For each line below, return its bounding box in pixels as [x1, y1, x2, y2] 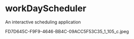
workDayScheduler [5, 3, 87, 14]
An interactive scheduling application [5, 19, 81, 25]
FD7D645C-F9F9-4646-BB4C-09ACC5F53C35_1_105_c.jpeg [5, 28, 129, 34]
